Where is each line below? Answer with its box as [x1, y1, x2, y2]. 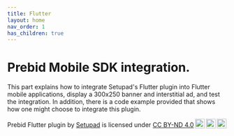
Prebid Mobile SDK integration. [7, 60, 191, 75]
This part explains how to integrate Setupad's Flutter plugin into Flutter [7, 83, 211, 91]
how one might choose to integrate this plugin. [7, 105, 141, 114]
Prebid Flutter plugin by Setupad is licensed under [7, 121, 152, 129]
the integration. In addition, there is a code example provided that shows [7, 98, 216, 106]
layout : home [7, 17, 45, 24]
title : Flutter [7, 10, 52, 17]
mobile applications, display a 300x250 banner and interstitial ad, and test [7, 90, 220, 98]
